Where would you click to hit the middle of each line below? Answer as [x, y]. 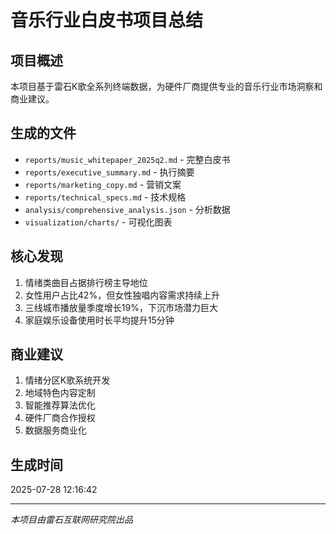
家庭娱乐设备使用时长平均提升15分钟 [99, 320]
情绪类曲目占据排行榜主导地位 [86, 282]
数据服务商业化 [55, 430]
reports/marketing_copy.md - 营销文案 [103, 184]
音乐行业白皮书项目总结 [107, 20]
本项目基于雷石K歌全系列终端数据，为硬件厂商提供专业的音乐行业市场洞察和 [166, 86]
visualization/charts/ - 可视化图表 [98, 222]
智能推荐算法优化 [60, 405]
